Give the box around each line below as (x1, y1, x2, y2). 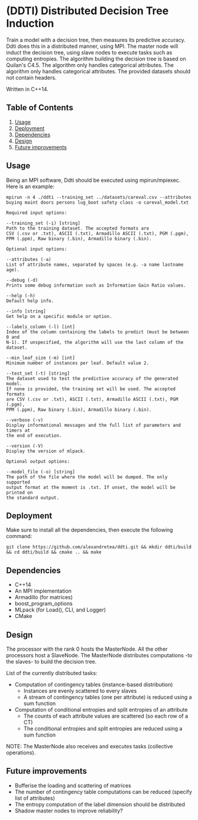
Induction (6, 17, 54, 30)
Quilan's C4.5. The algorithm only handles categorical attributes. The (6, 61, 174, 69)
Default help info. (6, 298, 54, 304)
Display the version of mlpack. (6, 448, 86, 454)
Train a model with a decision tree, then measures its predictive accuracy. (6, 36, 186, 43)
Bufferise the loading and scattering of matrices (14, 782, 131, 789)
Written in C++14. (6, 85, 49, 92)
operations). (6, 749, 36, 756)
